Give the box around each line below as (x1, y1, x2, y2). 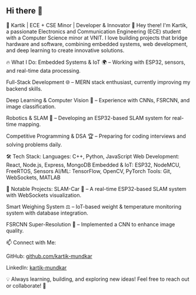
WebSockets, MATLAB (6, 174, 61, 181)
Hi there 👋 (6, 6, 43, 16)
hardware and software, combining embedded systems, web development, (6, 40, 188, 47)
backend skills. (6, 85, 42, 92)
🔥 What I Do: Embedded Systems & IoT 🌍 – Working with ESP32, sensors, (6, 59, 185, 66)
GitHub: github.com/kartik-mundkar (6, 252, 92, 260)
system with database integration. (6, 209, 88, 216)
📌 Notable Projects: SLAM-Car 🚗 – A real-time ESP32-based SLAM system (6, 185, 187, 192)
